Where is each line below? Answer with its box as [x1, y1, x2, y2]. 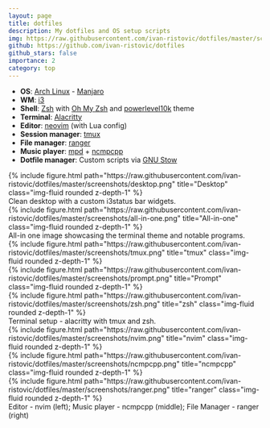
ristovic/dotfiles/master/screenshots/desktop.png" [8, 179, 175, 189]
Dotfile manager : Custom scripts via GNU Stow [19, 155, 178, 164]
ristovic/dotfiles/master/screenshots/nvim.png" [8, 333, 165, 343]
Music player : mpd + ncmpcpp [19, 146, 124, 156]
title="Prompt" [174, 273, 223, 283]
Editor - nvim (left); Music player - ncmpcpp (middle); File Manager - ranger [8, 401, 260, 411]
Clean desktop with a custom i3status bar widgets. [8, 196, 177, 206]
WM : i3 [19, 94, 45, 105]
